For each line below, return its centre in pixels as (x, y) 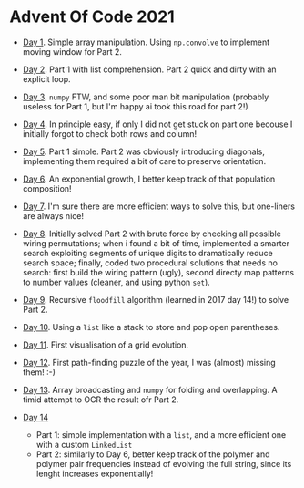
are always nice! (53, 215)
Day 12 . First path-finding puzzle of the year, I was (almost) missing (149, 362)
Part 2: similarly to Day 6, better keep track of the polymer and (153, 454)
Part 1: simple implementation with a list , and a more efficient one (161, 434)
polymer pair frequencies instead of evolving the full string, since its (164, 463)
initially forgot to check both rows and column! (110, 133)
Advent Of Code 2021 (92, 17)
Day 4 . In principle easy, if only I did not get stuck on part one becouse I (157, 124)
